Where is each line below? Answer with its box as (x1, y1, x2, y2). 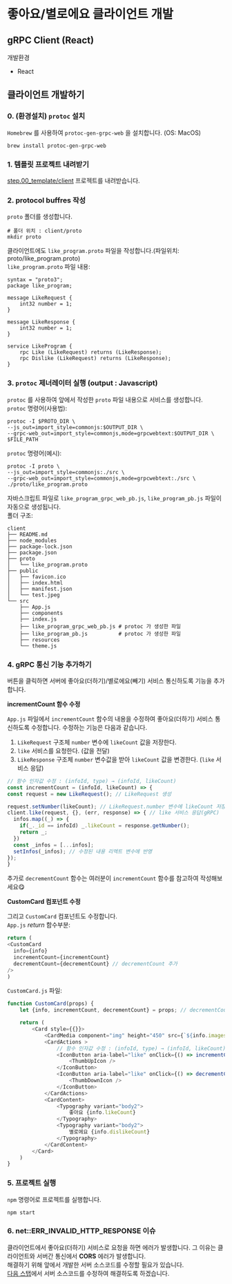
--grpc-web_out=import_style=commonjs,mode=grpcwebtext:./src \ (7, 475, 196, 482)
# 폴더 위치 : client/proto (7, 227, 82, 235)
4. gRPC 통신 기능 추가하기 (7, 659, 92, 669)
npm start (7, 1209, 36, 1216)
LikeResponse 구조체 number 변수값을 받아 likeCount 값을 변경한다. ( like (17, 755, 215, 764)
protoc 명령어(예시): (7, 449, 62, 457)
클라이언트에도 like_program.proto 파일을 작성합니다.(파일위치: (7, 247, 180, 255)
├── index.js (19, 616, 57, 623)
